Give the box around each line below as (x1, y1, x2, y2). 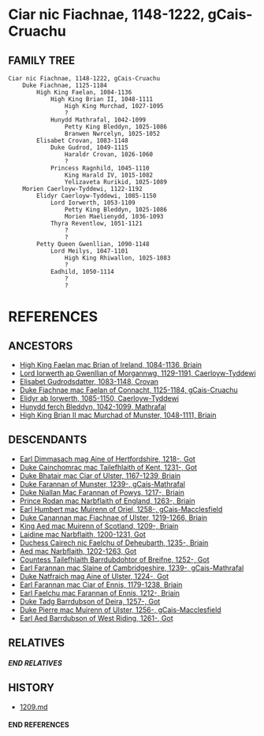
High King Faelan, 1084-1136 (36, 88, 132, 96)
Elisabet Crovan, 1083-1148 (36, 136, 128, 144)
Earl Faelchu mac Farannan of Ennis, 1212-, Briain (19, 588, 180, 597)
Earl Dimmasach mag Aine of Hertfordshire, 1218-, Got (19, 454, 195, 463)
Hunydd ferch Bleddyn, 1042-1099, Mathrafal (19, 402, 167, 411)
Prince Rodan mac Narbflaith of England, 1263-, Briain (19, 495, 195, 506)
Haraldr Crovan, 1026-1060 (64, 151, 154, 159)
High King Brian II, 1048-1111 (50, 95, 154, 103)
